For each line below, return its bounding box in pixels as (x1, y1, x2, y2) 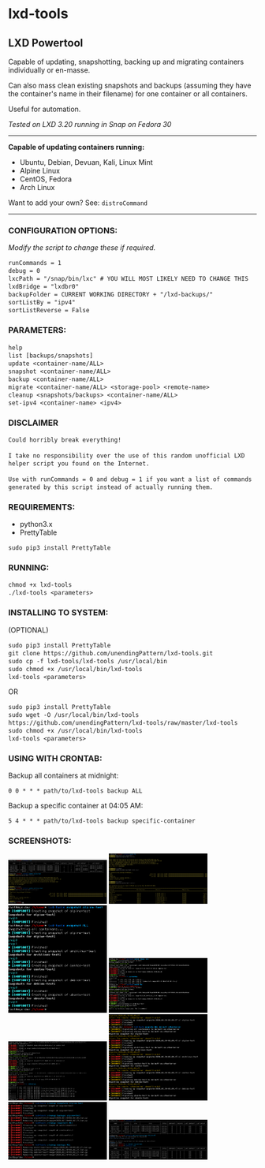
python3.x (19, 520, 53, 529)
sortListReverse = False (8, 307, 90, 315)
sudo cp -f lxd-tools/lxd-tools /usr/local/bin (8, 657, 168, 665)
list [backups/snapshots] (8, 352, 93, 360)
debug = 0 (8, 267, 41, 275)
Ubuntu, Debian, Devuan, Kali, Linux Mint (19, 158, 154, 166)
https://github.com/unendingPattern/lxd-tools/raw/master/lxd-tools (8, 718, 238, 726)
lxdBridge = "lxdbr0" (8, 283, 80, 291)
